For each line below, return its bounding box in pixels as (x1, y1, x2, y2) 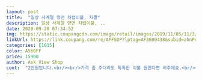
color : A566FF (6, 48, 42, 54)
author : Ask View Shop (6, 59, 63, 65)
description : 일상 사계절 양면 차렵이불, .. (6, 20, 106, 26)
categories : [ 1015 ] (6, 43, 55, 49)
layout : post (6, 8, 39, 15)
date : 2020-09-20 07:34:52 (6, 25, 74, 32)
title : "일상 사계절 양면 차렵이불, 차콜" (6, 14, 100, 20)
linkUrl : (6, 37, 28, 43)
